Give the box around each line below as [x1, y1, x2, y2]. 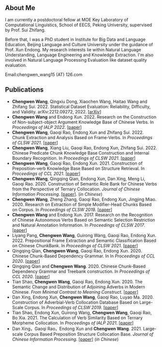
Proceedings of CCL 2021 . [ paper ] [12, 171, 81, 176]
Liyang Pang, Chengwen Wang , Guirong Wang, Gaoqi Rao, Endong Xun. [12, 232, 157, 238]
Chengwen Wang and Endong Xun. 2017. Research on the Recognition [12, 212, 153, 218]
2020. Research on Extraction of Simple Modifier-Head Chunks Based [12, 201, 152, 207]
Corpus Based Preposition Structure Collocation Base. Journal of [24, 331, 154, 337]
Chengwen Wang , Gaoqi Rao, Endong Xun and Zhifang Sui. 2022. [12, 129, 144, 135]
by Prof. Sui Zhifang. [5, 27, 46, 33]
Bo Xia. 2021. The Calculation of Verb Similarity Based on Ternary [12, 315, 143, 320]
